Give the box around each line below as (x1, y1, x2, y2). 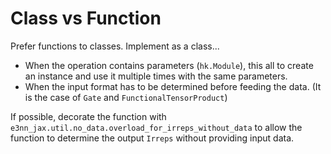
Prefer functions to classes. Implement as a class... (10, 40, 220, 52)
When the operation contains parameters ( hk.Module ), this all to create (24, 59, 314, 71)
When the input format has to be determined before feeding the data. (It (24, 80, 322, 92)
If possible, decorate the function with (10, 110, 167, 122)
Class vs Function (10, 7, 162, 30)
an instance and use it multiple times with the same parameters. (24, 70, 288, 82)
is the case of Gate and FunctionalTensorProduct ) (24, 91, 228, 103)
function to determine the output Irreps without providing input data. (10, 132, 295, 144)
